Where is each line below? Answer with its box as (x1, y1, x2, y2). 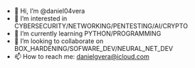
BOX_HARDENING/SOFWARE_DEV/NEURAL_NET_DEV (14, 45, 174, 52)
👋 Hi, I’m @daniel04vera (14, 7, 85, 15)
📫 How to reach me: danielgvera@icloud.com (14, 52, 149, 60)
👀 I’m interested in (14, 14, 68, 23)
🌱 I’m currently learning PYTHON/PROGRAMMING (14, 29, 162, 38)
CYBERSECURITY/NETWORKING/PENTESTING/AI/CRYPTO (14, 22, 189, 30)
